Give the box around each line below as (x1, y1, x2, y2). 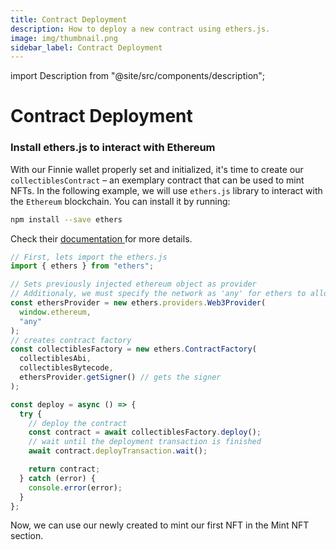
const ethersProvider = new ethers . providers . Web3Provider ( (10, 298, 267, 308)
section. (10, 530, 44, 542)
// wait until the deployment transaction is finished (28, 437, 262, 447)
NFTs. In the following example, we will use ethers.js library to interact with (10, 184, 323, 196)
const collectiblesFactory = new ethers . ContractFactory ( (10, 344, 257, 355)
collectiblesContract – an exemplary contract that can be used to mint (10, 174, 305, 186)
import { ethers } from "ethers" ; (10, 261, 155, 271)
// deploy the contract (28, 418, 128, 428)
